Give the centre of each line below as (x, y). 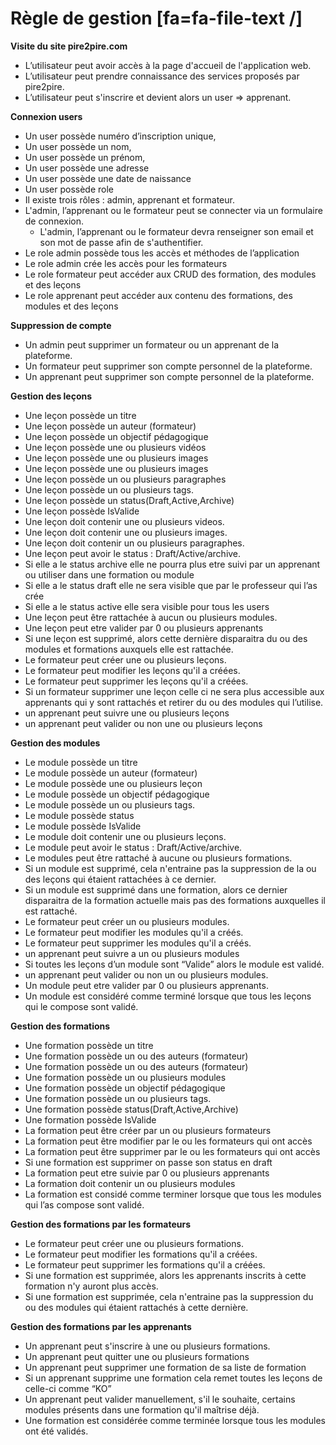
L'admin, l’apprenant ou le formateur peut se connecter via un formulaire (173, 210)
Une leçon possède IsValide (82, 511)
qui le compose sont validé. (81, 1006)
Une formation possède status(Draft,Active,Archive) (131, 1109)
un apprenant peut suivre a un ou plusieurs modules (132, 953)
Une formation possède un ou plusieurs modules (125, 1077)
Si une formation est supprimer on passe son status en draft (148, 1162)
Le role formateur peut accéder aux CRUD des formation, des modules (170, 274)
